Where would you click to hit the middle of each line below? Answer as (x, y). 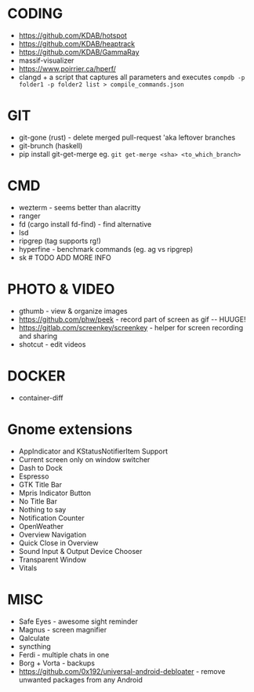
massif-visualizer (46, 60)
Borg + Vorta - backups (57, 663)
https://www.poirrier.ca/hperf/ (67, 68)
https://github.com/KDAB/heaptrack (77, 43)
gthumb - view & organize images (73, 311)
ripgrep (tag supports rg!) (60, 241)
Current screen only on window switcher (84, 459)
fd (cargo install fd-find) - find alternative (85, 224)
